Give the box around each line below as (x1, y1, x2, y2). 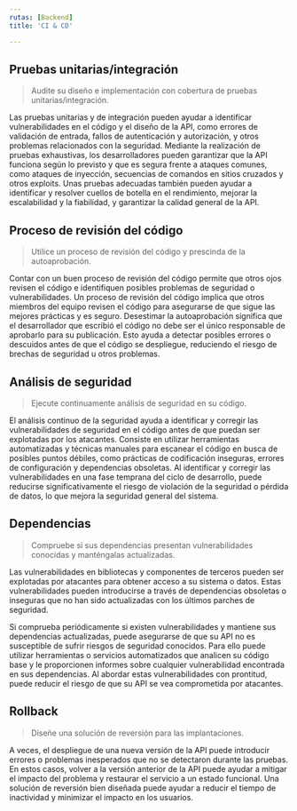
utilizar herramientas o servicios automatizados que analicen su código (9, 649, 270, 660)
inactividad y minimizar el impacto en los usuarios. (9, 791, 193, 802)
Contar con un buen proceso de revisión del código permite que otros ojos (9, 273, 282, 284)
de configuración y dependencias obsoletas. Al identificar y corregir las (9, 462, 271, 473)
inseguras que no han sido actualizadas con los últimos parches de (9, 594, 255, 605)
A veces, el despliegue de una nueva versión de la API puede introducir (9, 744, 270, 755)
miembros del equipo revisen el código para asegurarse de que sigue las (9, 301, 276, 312)
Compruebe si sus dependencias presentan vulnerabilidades (30, 539, 254, 551)
